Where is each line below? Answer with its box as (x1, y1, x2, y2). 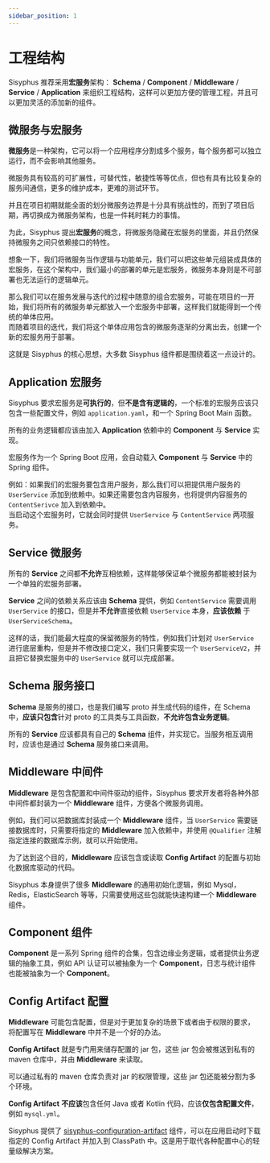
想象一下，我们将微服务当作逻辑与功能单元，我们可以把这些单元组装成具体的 (8, 255, 262, 264)
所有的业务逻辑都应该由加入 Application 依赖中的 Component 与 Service (8, 425, 252, 435)
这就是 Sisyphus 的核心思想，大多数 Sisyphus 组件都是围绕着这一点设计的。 (8, 350, 260, 359)
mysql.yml (23, 1111, 58, 1119)
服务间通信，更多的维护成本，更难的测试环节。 (8, 183, 163, 193)
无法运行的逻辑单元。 (22, 275, 93, 284)
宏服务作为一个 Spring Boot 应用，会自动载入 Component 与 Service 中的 (8, 453, 253, 462)
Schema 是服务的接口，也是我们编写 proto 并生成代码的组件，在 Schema (8, 702, 251, 711)
